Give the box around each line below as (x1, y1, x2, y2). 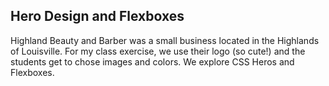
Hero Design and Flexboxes (10, 8, 185, 25)
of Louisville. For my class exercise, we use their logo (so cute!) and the (10, 45, 306, 57)
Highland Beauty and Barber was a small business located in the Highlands (10, 34, 320, 46)
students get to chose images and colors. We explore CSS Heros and (10, 55, 295, 68)
